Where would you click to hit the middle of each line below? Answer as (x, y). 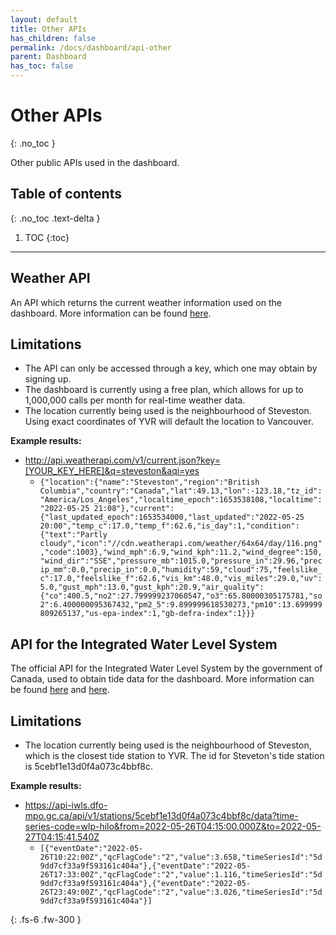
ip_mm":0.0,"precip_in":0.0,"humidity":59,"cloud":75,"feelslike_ (181, 570)
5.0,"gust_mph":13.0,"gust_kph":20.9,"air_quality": (152, 587)
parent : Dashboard (48, 57)
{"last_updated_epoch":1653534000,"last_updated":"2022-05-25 (172, 517)
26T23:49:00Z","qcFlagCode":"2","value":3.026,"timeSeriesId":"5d (181, 892)
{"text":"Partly (73, 535)
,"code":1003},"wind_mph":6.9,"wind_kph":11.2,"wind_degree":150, (181, 552)
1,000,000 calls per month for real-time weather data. (135, 400)
